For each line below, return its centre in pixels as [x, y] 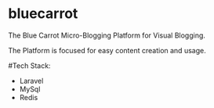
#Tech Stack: [29, 65]
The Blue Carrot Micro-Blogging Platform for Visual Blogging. [107, 35]
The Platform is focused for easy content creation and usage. [107, 50]
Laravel [31, 81]
